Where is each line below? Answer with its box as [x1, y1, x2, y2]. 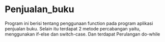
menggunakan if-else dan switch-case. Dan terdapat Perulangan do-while [5, 31, 160, 37]
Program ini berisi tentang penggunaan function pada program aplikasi [5, 20, 153, 26]
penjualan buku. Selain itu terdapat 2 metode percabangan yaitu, [5, 25, 141, 31]
